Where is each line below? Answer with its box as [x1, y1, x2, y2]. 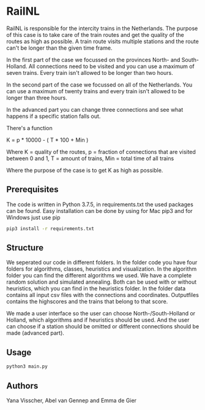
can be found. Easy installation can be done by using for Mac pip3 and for [6, 207, 193, 214]
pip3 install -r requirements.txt [6, 225, 95, 231]
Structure [6, 242, 44, 253]
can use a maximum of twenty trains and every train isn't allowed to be [6, 87, 185, 95]
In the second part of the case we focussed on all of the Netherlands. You [6, 81, 193, 88]
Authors [6, 381, 39, 391]
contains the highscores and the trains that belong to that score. [6, 298, 168, 305]
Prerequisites [6, 184, 59, 195]
